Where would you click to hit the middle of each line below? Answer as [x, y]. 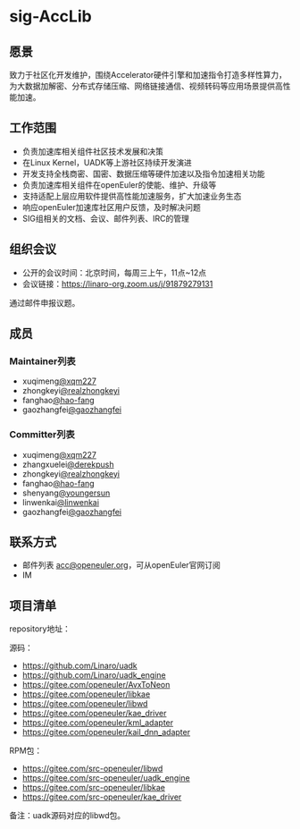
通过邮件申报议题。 [45, 302]
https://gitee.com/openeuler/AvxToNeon [96, 685]
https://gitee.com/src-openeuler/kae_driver [102, 797]
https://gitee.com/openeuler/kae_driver [94, 714]
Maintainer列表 [42, 361]
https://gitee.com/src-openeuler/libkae [93, 788]
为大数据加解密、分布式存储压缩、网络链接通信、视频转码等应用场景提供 [142, 86]
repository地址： [40, 629]
